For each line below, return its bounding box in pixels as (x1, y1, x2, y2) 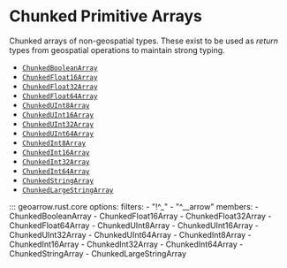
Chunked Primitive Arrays (9, 6, 203, 27)
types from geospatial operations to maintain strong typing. (9, 44, 225, 55)
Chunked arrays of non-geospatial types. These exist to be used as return (9, 35, 279, 46)
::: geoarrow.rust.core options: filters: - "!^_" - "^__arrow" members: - (9, 201, 259, 211)
